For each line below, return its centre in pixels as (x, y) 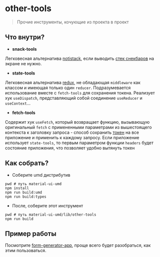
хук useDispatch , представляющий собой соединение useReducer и (74, 98)
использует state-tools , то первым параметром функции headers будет (79, 143)
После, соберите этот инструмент (48, 205)
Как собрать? (27, 163)
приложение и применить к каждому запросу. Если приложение (72, 137)
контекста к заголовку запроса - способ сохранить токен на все (72, 132)
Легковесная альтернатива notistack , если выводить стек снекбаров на (80, 58)
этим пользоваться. (26, 251)
